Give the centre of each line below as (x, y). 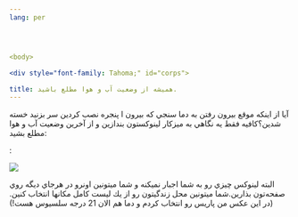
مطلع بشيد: (28, 133)
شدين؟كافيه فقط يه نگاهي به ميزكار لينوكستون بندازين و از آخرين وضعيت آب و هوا (145, 124)
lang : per (28, 17)
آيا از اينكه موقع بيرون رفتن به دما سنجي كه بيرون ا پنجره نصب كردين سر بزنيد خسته (149, 114)
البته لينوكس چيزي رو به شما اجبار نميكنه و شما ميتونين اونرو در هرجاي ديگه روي (142, 184)
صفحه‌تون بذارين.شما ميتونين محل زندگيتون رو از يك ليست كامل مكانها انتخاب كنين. (147, 194)
